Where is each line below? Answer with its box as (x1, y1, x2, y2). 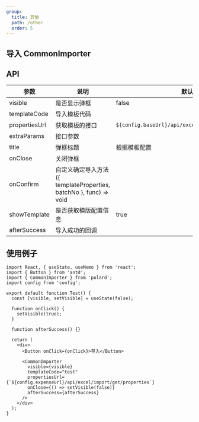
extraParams (9, 132, 44, 140)
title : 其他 (11, 14, 40, 20)
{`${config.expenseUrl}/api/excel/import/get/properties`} (6, 379, 155, 385)
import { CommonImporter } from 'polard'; (6, 275, 113, 281)
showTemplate (9, 211, 50, 219)
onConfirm (9, 180, 39, 188)
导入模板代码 (55, 110, 91, 118)
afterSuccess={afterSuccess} (27, 390, 99, 396)
